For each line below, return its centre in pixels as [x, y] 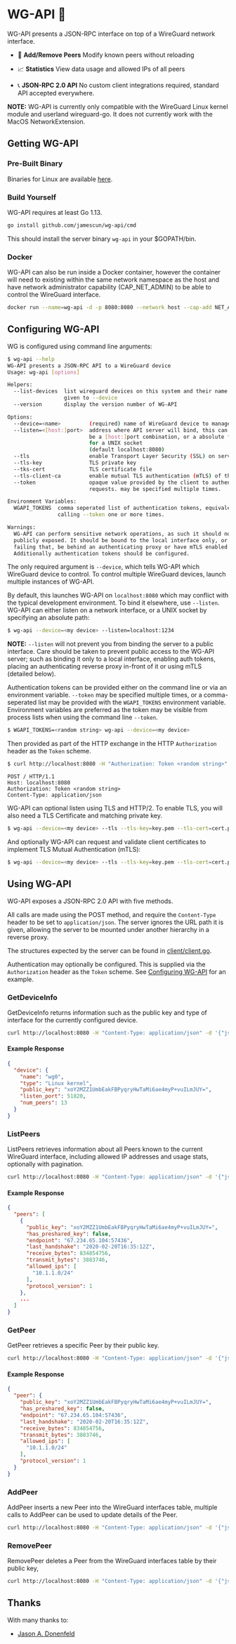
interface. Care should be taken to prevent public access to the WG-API [111, 652]
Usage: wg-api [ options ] [44, 372]
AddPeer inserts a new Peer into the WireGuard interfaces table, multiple [112, 1507]
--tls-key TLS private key [75, 463]
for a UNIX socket [116, 443]
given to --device [91, 398]
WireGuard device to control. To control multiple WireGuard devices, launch [117, 574]
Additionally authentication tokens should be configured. [102, 553]
